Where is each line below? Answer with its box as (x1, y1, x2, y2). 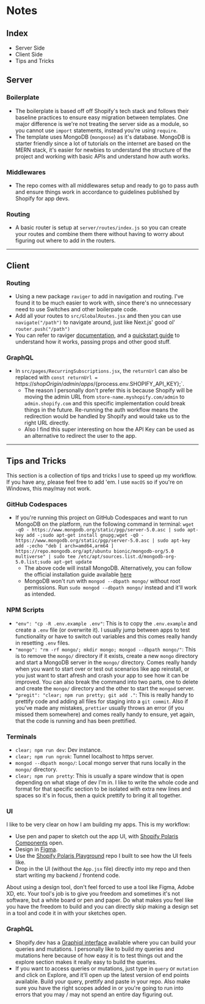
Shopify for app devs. (15, 194, 70, 202)
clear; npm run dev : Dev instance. (15, 746, 103, 753)
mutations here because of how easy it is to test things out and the (15, 951, 183, 959)
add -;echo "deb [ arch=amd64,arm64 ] (15, 543, 114, 549)
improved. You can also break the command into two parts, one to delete (15, 678, 198, 685)
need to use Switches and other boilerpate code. (15, 305, 138, 312)
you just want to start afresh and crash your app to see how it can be (15, 671, 189, 679)
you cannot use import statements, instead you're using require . (15, 127, 178, 134)
